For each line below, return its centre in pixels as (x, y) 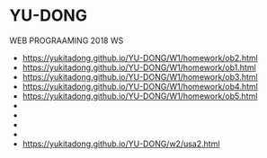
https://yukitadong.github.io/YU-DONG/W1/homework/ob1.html (139, 67)
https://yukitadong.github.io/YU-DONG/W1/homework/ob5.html (140, 96)
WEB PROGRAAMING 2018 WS (67, 40)
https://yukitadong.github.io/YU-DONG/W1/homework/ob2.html (140, 57)
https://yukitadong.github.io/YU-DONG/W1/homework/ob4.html (140, 86)
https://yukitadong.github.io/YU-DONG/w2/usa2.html (121, 144)
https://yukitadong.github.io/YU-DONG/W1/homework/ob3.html (140, 76)
